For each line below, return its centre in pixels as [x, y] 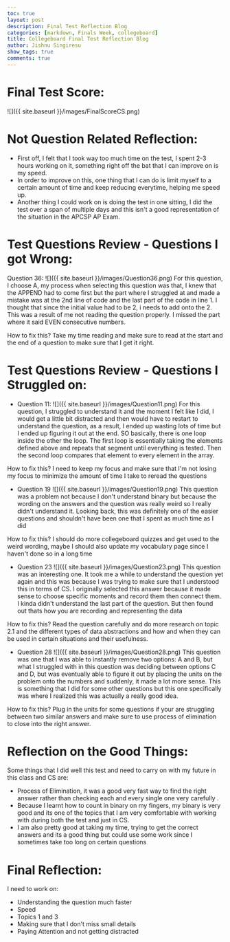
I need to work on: [33, 889]
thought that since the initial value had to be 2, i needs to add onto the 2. [110, 307]
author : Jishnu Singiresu [44, 45]
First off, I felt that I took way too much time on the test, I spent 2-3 [112, 158]
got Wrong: [40, 259]
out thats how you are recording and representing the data [100, 611]
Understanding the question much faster [74, 902]
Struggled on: [47, 385]
